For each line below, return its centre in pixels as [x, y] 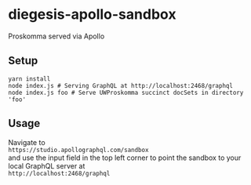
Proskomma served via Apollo [56, 36]
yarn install [29, 79]
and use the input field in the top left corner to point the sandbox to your [125, 158]
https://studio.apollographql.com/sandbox [78, 150]
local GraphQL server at [47, 165]
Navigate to [27, 142]
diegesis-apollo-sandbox [92, 15]
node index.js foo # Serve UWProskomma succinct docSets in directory [126, 92]
